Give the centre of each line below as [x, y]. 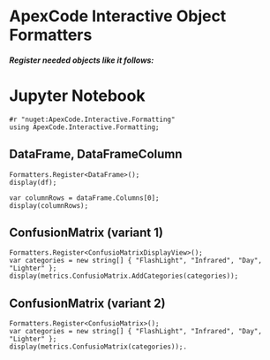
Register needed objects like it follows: [82, 60]
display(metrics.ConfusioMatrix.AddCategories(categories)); [124, 276]
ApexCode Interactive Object [118, 16]
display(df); [33, 182]
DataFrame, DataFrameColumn [96, 154]
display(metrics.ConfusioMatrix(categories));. [98, 347]
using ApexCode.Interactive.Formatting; [85, 127]
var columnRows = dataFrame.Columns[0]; [85, 198]
